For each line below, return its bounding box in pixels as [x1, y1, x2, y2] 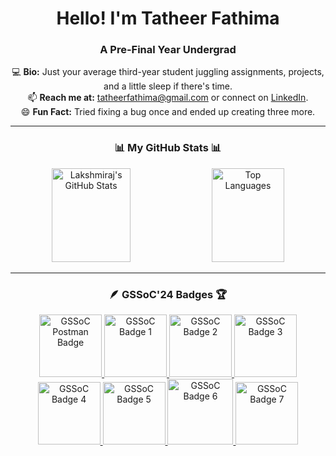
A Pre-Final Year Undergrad [99, 43, 237, 57]
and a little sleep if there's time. [103, 80, 233, 92]
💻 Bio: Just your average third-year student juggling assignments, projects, [11, 66, 325, 78]
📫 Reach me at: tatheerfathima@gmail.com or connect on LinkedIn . [27, 92, 309, 104]
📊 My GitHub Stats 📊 [114, 141, 222, 155]
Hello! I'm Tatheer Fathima [56, 7, 280, 30]
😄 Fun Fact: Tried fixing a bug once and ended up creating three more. [20, 106, 316, 118]
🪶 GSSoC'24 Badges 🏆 [108, 287, 228, 301]
